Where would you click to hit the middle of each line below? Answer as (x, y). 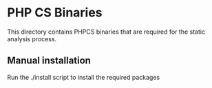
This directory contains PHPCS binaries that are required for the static (106, 32)
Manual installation (49, 61)
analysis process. (32, 38)
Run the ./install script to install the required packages (84, 77)
